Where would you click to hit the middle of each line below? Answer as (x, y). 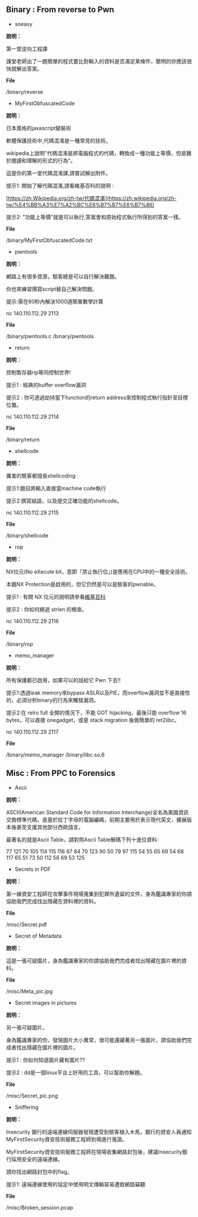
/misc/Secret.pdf (27, 924)
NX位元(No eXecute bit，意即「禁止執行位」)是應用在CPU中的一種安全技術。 (98, 572)
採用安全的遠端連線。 (37, 1159)
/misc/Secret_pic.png (32, 1095)
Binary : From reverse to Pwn (60, 10)
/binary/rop (20, 644)
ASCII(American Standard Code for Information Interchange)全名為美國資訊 (98, 812)
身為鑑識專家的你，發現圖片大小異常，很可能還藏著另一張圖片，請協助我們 (96, 1040)
